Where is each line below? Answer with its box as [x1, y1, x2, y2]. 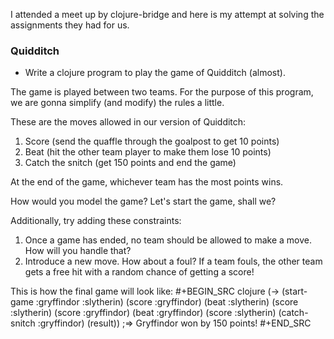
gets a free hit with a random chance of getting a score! [24, 266, 255, 278]
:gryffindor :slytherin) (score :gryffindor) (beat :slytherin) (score [35, 296, 299, 308]
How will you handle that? [24, 245, 132, 257]
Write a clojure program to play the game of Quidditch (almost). [24, 67, 286, 79]
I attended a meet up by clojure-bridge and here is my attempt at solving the [10, 9, 325, 20]
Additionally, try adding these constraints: [10, 215, 182, 227]
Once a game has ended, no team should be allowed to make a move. [24, 234, 312, 246]
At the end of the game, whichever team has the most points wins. [10, 176, 284, 188]
